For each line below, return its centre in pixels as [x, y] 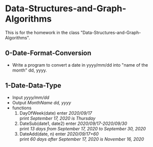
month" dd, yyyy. [30, 70]
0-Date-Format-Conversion [48, 53]
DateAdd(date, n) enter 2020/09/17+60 [59, 134]
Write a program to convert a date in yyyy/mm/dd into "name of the [80, 65]
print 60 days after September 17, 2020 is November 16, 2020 [82, 139]
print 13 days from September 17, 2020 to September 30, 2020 [83, 128]
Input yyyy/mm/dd [31, 97]
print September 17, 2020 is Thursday [57, 118]
